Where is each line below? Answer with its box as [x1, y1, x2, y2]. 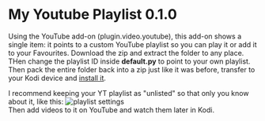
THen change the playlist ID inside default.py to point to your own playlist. [8, 57, 251, 66]
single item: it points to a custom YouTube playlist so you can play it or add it [8, 39, 257, 49]
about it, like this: [8, 97, 64, 106]
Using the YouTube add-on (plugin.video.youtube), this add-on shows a [8, 31, 242, 41]
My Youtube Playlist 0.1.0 [8, 5, 178, 24]
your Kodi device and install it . [8, 73, 107, 82]
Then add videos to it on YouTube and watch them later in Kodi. [8, 104, 215, 115]
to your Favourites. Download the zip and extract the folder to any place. [8, 48, 244, 57]
